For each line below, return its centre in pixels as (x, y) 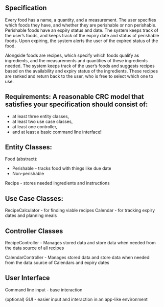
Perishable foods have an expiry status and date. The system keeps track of (82, 30)
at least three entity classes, (41, 116)
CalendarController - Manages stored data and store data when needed (77, 258)
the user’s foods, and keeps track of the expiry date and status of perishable (82, 35)
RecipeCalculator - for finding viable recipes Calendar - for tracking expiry (80, 211)
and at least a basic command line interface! (57, 132)
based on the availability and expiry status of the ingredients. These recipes (82, 71)
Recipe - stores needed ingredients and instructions (58, 183)
